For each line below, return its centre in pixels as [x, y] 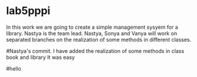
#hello [14, 68]
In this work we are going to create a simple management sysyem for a [92, 27]
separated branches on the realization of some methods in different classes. [99, 39]
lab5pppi [28, 11]
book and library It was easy [40, 57]
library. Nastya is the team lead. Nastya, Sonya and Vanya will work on [92, 33]
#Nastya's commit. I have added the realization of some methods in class [95, 51]
